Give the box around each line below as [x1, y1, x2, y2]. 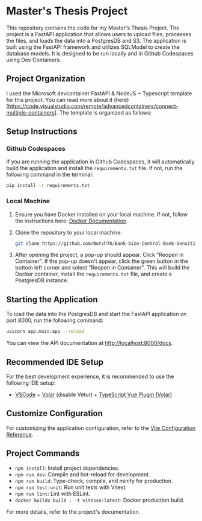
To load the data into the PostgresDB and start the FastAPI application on [6, 311, 187, 318]
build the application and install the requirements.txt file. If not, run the [6, 165, 183, 172]
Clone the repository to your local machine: [14, 229, 122, 236]
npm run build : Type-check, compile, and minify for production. [14, 477, 173, 484]
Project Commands [6, 448, 80, 459]
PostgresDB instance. [14, 277, 69, 284]
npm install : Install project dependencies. [14, 464, 120, 472]
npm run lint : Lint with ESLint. [14, 490, 91, 497]
